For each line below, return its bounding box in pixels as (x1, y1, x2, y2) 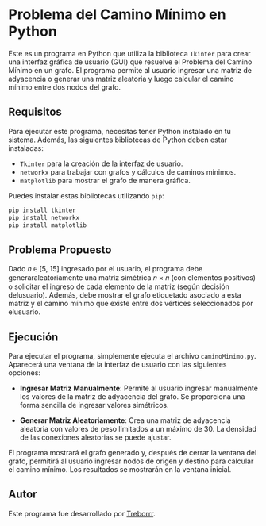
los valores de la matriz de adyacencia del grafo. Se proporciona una (19, 392, 245, 401)
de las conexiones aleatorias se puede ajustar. (19, 432, 172, 442)
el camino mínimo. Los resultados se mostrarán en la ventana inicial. (8, 465, 232, 474)
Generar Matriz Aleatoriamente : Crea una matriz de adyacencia (19, 416, 232, 425)
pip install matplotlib (8, 221, 87, 229)
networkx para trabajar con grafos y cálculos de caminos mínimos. (19, 167, 237, 176)
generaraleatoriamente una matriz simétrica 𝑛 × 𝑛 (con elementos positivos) (8, 273, 256, 282)
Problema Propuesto (8, 243, 112, 256)
